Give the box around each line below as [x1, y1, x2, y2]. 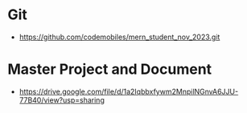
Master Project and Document [7, 60, 212, 79]
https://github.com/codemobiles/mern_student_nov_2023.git [19, 32, 220, 42]
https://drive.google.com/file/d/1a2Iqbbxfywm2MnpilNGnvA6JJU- [19, 87, 239, 96]
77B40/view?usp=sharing [19, 95, 105, 105]
